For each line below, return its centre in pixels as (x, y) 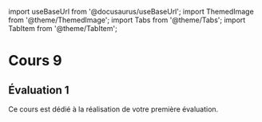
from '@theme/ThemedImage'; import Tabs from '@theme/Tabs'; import (127, 20)
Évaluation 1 (39, 90)
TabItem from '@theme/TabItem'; (63, 28)
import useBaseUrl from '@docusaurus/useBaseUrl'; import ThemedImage (131, 12)
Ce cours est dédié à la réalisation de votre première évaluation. (113, 109)
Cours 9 (35, 61)
